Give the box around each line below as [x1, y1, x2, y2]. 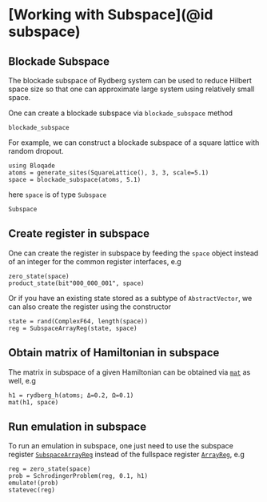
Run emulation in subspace [8, 420, 146, 434]
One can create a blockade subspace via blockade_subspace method [8, 108, 233, 118]
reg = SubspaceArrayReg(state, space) [8, 324, 137, 332]
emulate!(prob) [8, 479, 59, 488]
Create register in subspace [8, 227, 150, 241]
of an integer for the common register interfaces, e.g [8, 256, 181, 266]
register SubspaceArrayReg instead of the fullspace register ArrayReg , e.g [8, 450, 245, 460]
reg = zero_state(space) [8, 465, 91, 473]
